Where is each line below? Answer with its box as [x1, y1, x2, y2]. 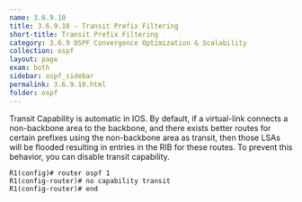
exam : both [9, 64, 50, 73]
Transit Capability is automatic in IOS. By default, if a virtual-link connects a [9, 113, 289, 124]
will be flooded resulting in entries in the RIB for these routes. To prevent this [9, 141, 293, 153]
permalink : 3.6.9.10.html [9, 80, 106, 89]
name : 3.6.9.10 [9, 13, 67, 22]
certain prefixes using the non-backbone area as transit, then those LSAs [9, 132, 281, 143]
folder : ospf [9, 88, 58, 97]
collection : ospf [9, 47, 75, 56]
